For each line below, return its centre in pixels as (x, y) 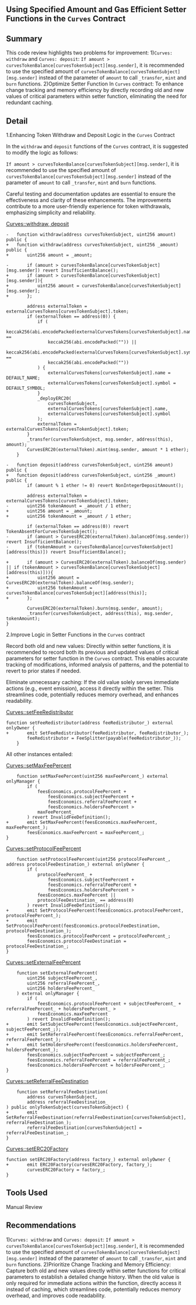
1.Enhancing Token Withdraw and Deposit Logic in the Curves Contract (90, 135)
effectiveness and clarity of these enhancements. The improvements (89, 200)
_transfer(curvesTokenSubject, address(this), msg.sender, (100, 614)
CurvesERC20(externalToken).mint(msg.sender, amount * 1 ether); (108, 450)
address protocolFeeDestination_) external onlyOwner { (75, 865)
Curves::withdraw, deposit (38, 224)
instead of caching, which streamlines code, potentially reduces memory (93, 1289)
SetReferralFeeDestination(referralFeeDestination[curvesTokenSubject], (96, 1118)
